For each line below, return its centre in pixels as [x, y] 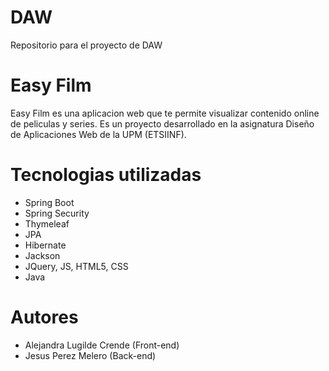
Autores [44, 317]
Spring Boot [49, 202]
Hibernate [45, 245]
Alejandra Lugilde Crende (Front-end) [102, 345]
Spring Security [57, 213]
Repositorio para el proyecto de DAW [86, 45]
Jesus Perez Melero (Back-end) [90, 355]
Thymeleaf [47, 223]
